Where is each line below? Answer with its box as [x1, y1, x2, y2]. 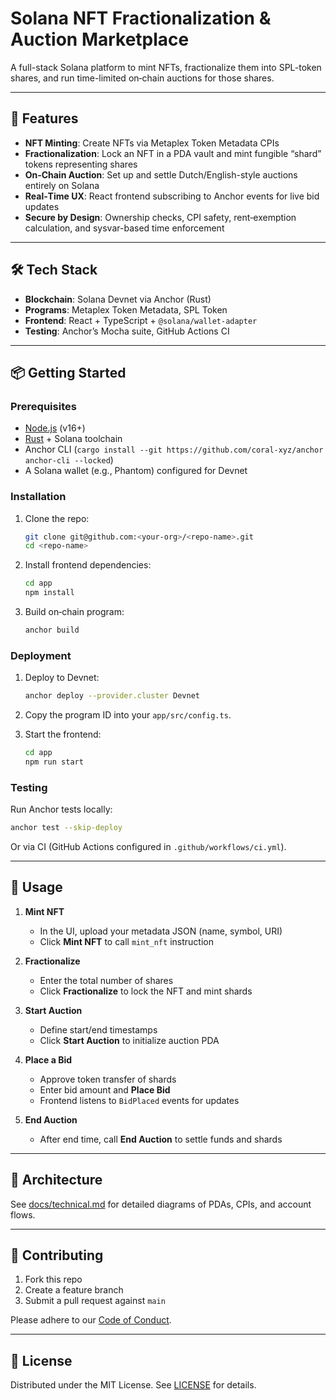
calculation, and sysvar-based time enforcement [24, 222, 225, 234]
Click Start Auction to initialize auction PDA [39, 1034, 220, 1046]
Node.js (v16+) [24, 422, 86, 434]
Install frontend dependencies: [24, 559, 152, 571]
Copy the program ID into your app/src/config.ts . [24, 709, 232, 721]
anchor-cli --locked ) [24, 454, 114, 466]
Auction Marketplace [10, 28, 190, 51]
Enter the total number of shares [39, 974, 174, 986]
